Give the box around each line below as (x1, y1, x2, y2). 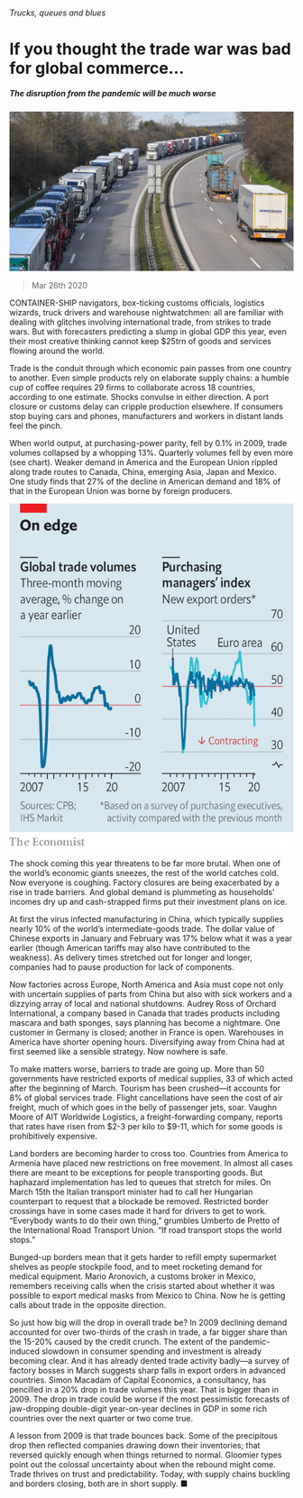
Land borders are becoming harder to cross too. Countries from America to (9, 1147, 289, 1158)
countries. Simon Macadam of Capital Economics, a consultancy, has (9, 1375, 267, 1385)
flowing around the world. (9, 345, 106, 356)
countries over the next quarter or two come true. (9, 1412, 194, 1423)
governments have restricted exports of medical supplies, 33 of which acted (9, 1073, 293, 1083)
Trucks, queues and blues (9, 7, 106, 18)
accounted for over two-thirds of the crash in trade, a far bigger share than (9, 1326, 288, 1338)
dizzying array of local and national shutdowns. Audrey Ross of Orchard (9, 998, 277, 1009)
